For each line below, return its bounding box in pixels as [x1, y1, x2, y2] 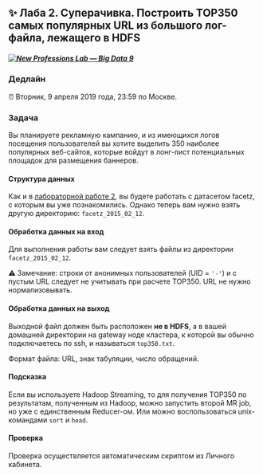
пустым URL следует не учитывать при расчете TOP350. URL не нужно [8, 277, 251, 286]
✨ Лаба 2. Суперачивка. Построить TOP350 [8, 6, 238, 20]
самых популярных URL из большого [8, 19, 203, 33]
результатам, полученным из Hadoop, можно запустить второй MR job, [8, 398, 252, 407]
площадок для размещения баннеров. [8, 155, 139, 166]
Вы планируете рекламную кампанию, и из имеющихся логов [8, 131, 220, 140]
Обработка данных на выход [8, 304, 110, 313]
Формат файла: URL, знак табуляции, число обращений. [8, 354, 199, 363]
